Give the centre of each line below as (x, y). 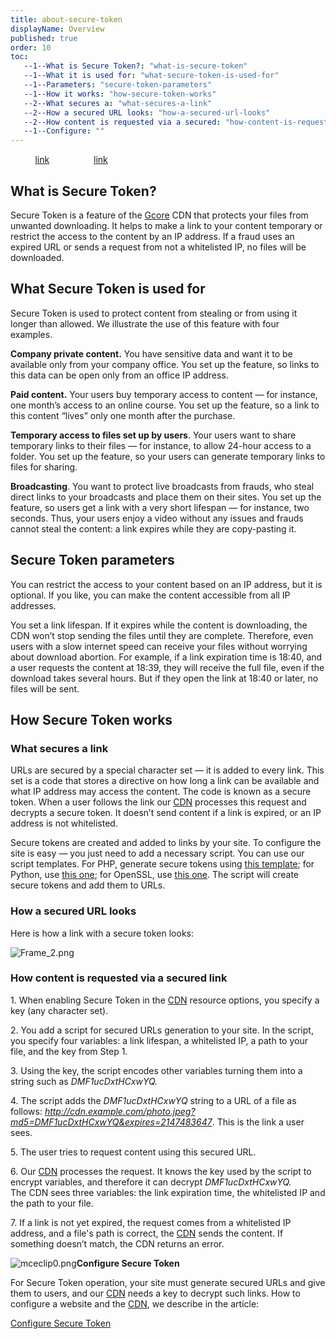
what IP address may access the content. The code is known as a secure (161, 792)
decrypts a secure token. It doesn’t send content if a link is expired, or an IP (166, 813)
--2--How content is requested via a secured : (122, 122)
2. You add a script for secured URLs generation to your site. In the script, (162, 1030)
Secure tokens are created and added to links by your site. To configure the (166, 843)
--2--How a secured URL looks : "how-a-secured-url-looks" (147, 112)
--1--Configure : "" (64, 131)
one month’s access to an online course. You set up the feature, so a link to (165, 405)
